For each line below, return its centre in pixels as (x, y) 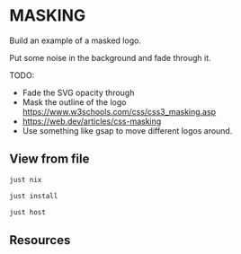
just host (28, 212)
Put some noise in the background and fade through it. (110, 57)
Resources (40, 240)
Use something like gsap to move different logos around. (127, 130)
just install (34, 196)
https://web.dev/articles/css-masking (92, 121)
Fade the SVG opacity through (78, 92)
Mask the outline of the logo (74, 102)
